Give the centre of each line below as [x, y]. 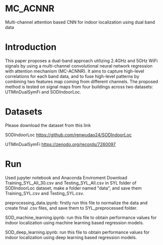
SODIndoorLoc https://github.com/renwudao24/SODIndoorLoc [69, 135]
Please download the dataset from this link [48, 125]
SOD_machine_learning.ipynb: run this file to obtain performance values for [81, 217]
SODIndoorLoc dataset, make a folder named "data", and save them [73, 188]
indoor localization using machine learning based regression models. [75, 222]
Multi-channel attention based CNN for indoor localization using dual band [80, 22]
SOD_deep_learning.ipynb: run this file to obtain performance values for [77, 232]
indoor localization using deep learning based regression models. [71, 237]
